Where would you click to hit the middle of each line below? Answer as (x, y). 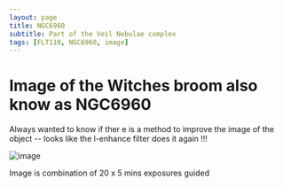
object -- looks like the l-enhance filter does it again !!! (109, 139)
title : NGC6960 (37, 26)
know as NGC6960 (80, 105)
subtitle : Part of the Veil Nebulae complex (93, 34)
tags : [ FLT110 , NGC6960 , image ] (69, 42)
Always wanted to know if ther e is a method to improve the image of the (142, 129)
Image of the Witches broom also (134, 86)
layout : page (33, 17)
